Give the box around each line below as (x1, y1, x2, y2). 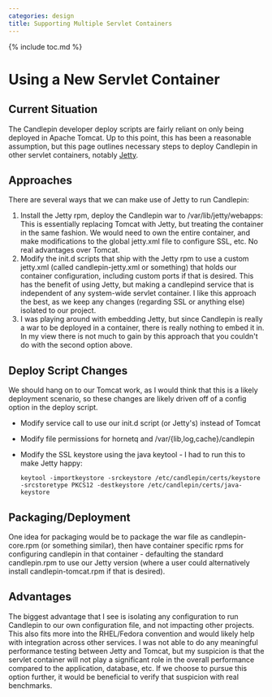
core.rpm (8, 540, 39, 550)
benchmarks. (8, 680, 53, 691)
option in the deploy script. (8, 403, 99, 413)
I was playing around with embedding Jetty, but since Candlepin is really (19, 314, 263, 324)
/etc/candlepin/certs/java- (147, 481, 243, 490)
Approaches (8, 173, 73, 187)
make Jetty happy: (19, 458, 83, 468)
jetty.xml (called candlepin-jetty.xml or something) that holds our (19, 262, 237, 272)
